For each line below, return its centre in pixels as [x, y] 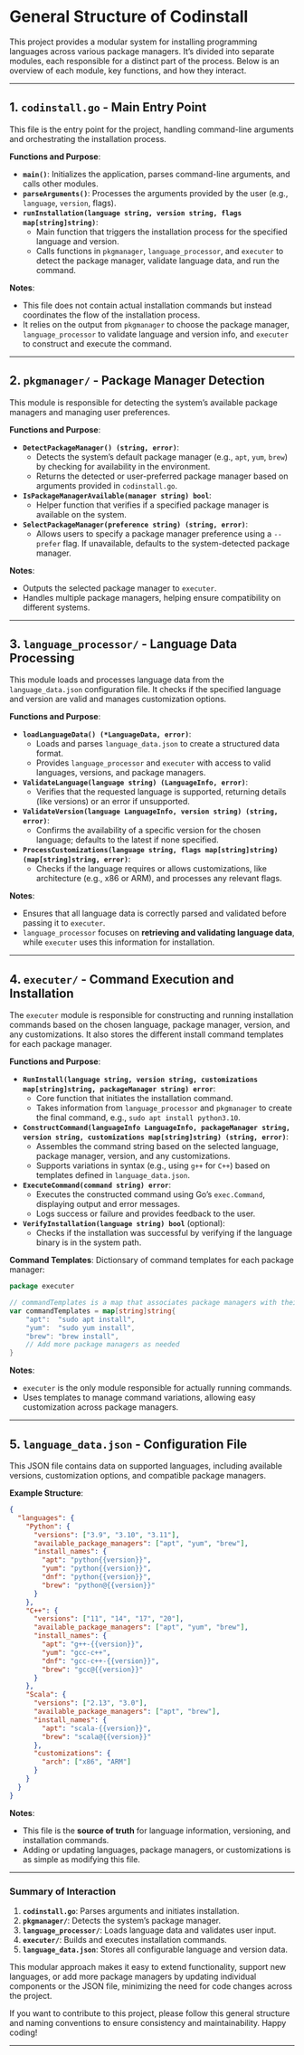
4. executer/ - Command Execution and [122, 979]
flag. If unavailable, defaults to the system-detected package [176, 543]
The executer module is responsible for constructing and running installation [152, 1015]
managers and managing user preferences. [90, 412]
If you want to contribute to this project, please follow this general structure [150, 2013]
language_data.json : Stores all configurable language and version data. [155, 1949]
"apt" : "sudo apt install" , [81, 1319]
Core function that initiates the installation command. [134, 1099]
